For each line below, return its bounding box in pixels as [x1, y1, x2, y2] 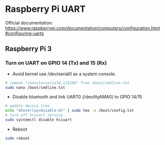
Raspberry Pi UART [5, 3, 86, 15]
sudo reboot [5, 136, 30, 141]
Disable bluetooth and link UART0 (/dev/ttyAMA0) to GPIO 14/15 [12, 94, 142, 100]
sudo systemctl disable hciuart [5, 117, 72, 122]
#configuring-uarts [5, 30, 44, 36]
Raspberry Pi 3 [5, 45, 52, 53]
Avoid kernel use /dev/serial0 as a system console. [12, 71, 116, 77]
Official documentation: [5, 20, 53, 26]
